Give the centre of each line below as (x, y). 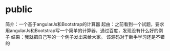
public (19, 9)
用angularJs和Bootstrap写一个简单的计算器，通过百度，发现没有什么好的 (82, 30)
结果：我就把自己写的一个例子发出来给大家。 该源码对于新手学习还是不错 (88, 37)
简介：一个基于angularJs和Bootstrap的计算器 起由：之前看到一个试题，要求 (85, 24)
